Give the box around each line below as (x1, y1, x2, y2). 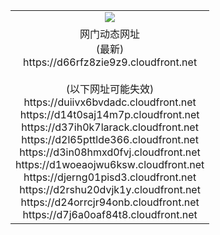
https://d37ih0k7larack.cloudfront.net (21, 120, 199, 134)
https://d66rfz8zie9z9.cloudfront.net (23, 55, 198, 69)
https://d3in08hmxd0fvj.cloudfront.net (19, 145, 201, 159)
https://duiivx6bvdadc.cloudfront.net (23, 95, 197, 109)
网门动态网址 (79, 27, 141, 41)
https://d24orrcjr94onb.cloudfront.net (20, 195, 200, 209)
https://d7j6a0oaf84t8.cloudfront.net (22, 207, 198, 221)
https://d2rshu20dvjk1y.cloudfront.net (19, 182, 201, 196)
